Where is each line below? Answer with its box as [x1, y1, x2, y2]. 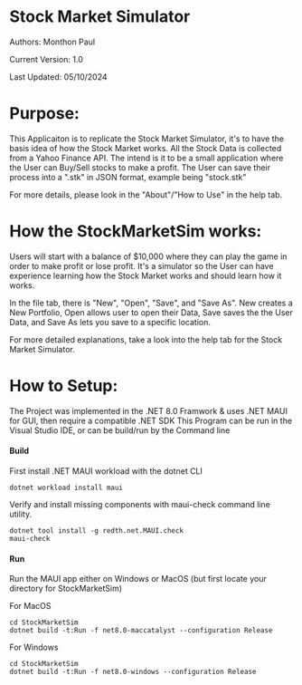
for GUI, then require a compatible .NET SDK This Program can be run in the [9, 415, 292, 426]
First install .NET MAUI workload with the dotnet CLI [9, 465, 203, 477]
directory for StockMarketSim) [9, 583, 123, 594]
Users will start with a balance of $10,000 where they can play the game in [9, 251, 288, 262]
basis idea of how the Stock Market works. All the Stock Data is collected [9, 142, 282, 153]
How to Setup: [9, 376, 118, 396]
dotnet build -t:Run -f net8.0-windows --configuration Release [9, 668, 257, 677]
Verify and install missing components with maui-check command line [9, 498, 271, 509]
